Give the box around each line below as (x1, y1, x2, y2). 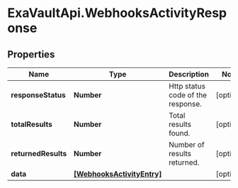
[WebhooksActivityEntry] (73, 169, 162, 179)
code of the (169, 90, 208, 100)
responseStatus (11, 90, 66, 100)
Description (169, 70, 209, 79)
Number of (169, 140, 205, 150)
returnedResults (11, 149, 67, 158)
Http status (169, 82, 205, 91)
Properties (7, 48, 55, 60)
